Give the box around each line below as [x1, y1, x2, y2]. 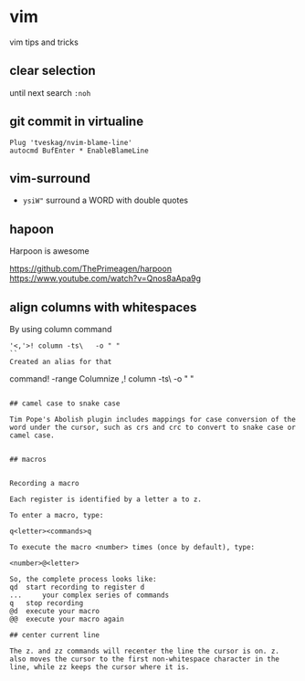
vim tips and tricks [9, 37, 79, 47]
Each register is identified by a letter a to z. [9, 495, 203, 504]
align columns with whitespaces [9, 299, 197, 315]
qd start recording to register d [9, 582, 145, 592]
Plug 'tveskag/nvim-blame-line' [9, 138, 132, 147]
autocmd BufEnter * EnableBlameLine [9, 146, 149, 155]
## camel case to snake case [9, 399, 121, 408]
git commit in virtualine [9, 114, 144, 130]
